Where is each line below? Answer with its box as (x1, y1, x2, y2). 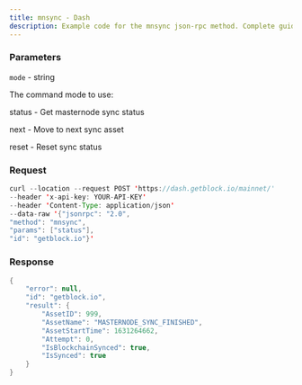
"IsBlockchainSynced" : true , (41, 343, 151, 352)
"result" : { (25, 301, 70, 310)
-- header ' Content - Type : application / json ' (9, 201, 175, 210)
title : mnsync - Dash (9, 13, 91, 22)
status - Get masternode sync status (9, 106, 146, 117)
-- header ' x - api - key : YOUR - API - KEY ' (9, 192, 147, 201)
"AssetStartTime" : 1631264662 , (41, 326, 159, 336)
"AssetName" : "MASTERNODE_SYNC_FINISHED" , (41, 318, 203, 327)
